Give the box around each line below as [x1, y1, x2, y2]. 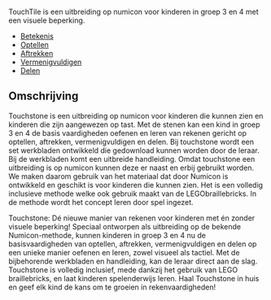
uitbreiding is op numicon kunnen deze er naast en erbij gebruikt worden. [8, 163, 255, 172]
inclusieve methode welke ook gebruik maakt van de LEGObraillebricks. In [8, 189, 257, 198]
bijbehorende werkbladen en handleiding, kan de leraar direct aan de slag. [8, 256, 258, 266]
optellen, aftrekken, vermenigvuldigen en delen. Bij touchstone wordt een [8, 137, 255, 146]
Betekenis [20, 32, 55, 41]
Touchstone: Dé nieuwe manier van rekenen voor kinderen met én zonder [8, 213, 256, 223]
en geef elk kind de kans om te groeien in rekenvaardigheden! [8, 282, 216, 292]
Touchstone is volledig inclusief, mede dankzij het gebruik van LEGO [8, 264, 238, 275]
